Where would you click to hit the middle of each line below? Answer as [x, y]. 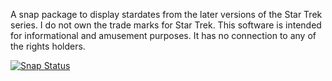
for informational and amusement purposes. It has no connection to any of [163, 35]
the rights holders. [48, 46]
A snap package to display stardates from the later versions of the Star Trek [166, 14]
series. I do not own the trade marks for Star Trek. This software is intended [166, 25]
